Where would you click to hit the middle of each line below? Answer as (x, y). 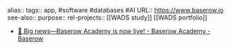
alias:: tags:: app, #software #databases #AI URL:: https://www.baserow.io (115, 10)
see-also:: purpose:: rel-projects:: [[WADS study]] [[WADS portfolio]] (107, 17)
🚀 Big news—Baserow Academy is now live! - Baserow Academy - (114, 31)
